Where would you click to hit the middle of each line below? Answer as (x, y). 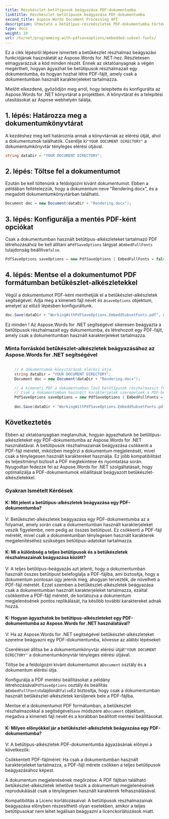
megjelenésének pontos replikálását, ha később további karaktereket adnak (83, 601)
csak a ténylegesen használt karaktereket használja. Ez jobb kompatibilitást (83, 456)
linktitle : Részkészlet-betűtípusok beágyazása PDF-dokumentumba (75, 15)
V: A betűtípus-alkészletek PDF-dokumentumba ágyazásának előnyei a (79, 744)
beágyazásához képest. (30, 771)
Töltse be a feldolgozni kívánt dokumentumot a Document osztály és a (76, 665)
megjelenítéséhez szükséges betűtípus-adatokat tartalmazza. (69, 540)
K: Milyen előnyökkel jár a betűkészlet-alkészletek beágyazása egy (77, 728)
